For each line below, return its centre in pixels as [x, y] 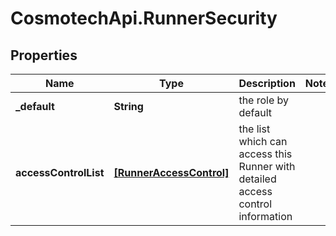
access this [265, 154]
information [265, 216]
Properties [44, 55]
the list [254, 129]
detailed [257, 179]
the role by [264, 100]
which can [263, 141]
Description [267, 83]
